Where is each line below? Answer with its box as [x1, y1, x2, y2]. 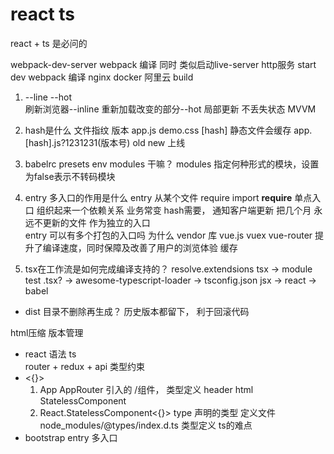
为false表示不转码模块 [24, 170, 116, 182]
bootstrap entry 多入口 [24, 431, 118, 443]
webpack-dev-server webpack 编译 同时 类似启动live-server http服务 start [10, 58, 317, 70]
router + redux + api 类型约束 [24, 360, 146, 372]
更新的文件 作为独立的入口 [42, 216, 151, 228]
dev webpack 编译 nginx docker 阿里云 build [10, 71, 194, 83]
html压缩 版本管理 [10, 326, 84, 338]
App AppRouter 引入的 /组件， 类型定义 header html [39, 383, 254, 395]
